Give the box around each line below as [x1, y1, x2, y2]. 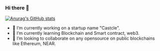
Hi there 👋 [5, 4, 30, 11]
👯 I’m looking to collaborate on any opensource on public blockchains [12, 35, 155, 41]
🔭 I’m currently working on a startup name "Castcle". [12, 25, 120, 31]
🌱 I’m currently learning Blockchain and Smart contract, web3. [12, 30, 140, 36]
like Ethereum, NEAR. [12, 41, 56, 47]
